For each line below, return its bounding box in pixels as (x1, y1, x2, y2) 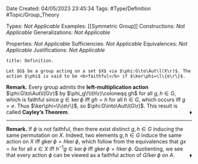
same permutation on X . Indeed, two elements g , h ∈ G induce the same (6, 132, 182, 139)
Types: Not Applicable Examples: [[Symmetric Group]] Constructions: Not (6, 23, 186, 29)
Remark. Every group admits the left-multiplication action (6, 83, 149, 91)
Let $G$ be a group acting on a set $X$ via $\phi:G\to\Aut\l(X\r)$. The (6, 68, 192, 74)
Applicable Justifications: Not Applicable (6, 46, 105, 53)
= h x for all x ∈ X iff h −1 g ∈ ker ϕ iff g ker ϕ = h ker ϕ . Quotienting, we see (6, 144, 183, 152)
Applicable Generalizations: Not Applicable (6, 29, 111, 36)
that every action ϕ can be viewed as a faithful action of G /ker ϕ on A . (6, 151, 175, 158)
